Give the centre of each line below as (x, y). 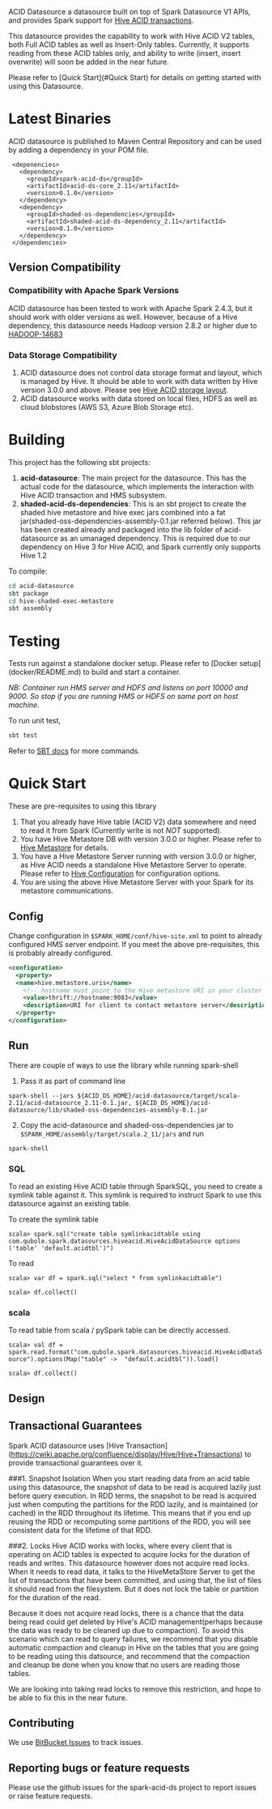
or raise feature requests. (51, 1796)
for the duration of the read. (55, 1597)
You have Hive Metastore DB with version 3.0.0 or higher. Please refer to (140, 839)
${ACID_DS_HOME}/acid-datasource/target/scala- (159, 1096)
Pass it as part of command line (73, 1081)
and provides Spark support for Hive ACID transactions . (101, 20)
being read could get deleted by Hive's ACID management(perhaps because (136, 1621)
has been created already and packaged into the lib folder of (121, 529)
